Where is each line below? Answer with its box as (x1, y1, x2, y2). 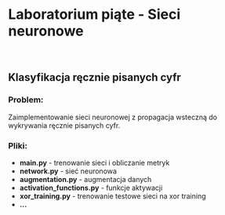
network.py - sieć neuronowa (19, 166, 118, 176)
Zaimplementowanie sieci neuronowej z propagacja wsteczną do (8, 112, 218, 122)
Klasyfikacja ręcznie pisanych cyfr (8, 71, 182, 84)
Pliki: (8, 140, 27, 151)
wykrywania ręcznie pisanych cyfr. (8, 120, 121, 130)
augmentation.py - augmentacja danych (19, 174, 152, 184)
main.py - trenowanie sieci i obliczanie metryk (19, 158, 170, 167)
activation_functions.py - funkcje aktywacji (19, 183, 163, 192)
